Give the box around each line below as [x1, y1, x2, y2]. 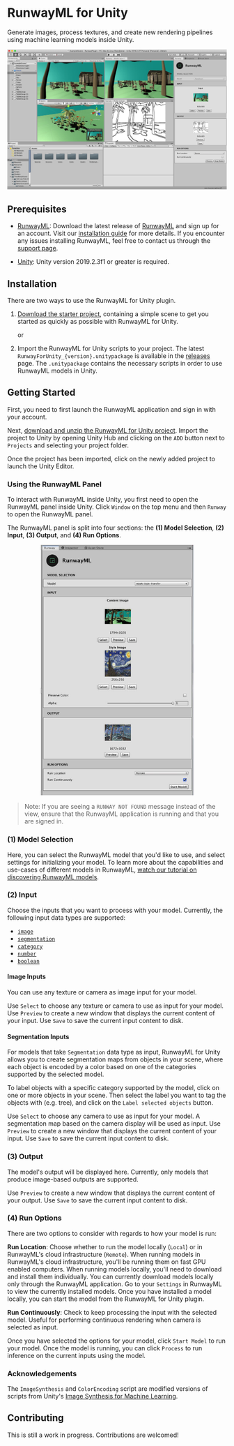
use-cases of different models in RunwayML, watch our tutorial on [7, 865, 197, 874]
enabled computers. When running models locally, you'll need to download [7, 1265, 222, 1273]
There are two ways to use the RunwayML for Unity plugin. [7, 296, 176, 304]
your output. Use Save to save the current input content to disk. [7, 1195, 188, 1205]
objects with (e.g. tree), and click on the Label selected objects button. [7, 1098, 214, 1107]
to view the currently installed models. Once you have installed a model [7, 1287, 212, 1295]
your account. [7, 412, 47, 421]
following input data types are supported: [7, 913, 126, 922]
